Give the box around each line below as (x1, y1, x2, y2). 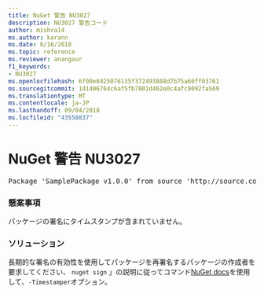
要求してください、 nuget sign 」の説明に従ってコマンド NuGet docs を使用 (8, 267, 251, 277)
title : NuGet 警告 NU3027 (8, 11, 90, 20)
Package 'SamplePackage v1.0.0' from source (8, 176, 183, 186)
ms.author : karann (8, 33, 68, 42)
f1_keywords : (8, 63, 51, 71)
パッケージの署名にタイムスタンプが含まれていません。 (8, 217, 187, 226)
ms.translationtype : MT (8, 92, 86, 100)
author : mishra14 (8, 26, 65, 34)
